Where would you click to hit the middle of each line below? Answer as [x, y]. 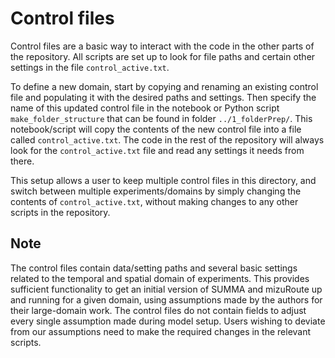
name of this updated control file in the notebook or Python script [145, 108]
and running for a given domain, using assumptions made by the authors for [166, 299]
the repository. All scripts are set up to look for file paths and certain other [163, 56]
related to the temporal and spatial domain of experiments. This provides [160, 278]
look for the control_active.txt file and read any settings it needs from [157, 150]
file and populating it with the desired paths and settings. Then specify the [163, 97]
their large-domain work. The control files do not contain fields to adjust [158, 310]
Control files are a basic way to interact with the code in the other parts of [162, 46]
